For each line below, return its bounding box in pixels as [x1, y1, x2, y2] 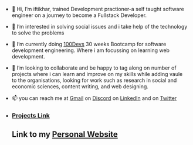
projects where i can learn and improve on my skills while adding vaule [11, 71, 183, 77]
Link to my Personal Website [11, 129, 118, 140]
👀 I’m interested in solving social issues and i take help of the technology [11, 23, 188, 30]
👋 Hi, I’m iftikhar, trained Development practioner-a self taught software [11, 6, 185, 12]
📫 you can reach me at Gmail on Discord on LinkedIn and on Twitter [11, 95, 177, 102]
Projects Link [11, 111, 50, 119]
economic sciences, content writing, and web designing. [11, 83, 148, 90]
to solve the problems [11, 29, 65, 36]
